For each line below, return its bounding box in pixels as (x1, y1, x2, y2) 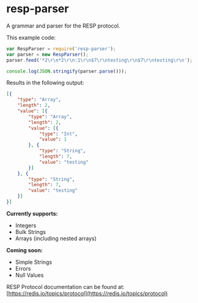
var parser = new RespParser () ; (6, 51, 89, 57)
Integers (15, 222, 37, 229)
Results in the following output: (6, 79, 84, 87)
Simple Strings (15, 258, 53, 266)
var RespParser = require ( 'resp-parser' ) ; (6, 45, 116, 52)
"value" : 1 (38, 136, 67, 142)
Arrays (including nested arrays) (15, 235, 97, 242)
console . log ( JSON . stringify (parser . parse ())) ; (6, 68, 127, 75)
